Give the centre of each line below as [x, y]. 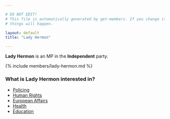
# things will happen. [29, 24]
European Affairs [30, 101]
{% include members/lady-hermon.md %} [49, 66]
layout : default [22, 33]
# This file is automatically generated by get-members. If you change [82, 19]
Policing [21, 90]
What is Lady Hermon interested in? [50, 79]
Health [19, 106]
